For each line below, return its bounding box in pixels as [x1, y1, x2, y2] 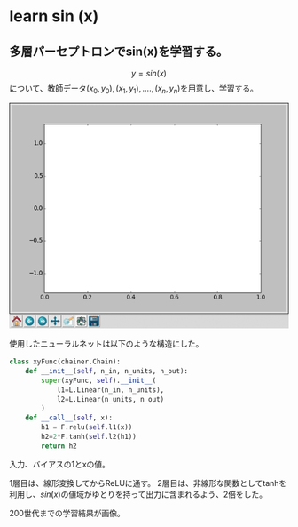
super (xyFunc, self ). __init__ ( [41, 376, 157, 385]
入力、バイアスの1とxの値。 [9, 459, 111, 469]
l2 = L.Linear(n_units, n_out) [56, 395, 165, 403]
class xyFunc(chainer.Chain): [9, 357, 122, 366]
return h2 [41, 442, 77, 451]
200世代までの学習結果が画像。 [9, 507, 126, 518]
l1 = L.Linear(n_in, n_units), [56, 385, 165, 395]
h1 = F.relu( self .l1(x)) [41, 423, 133, 432]
